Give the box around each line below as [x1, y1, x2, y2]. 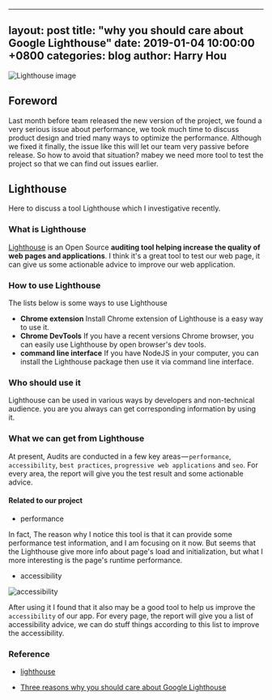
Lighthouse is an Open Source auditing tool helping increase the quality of [8, 242, 261, 252]
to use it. [19, 322, 50, 332]
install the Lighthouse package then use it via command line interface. [19, 357, 254, 367]
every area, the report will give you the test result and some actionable [8, 468, 244, 478]
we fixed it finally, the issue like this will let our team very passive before [8, 141, 249, 151]
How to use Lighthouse [8, 280, 101, 291]
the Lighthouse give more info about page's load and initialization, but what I [8, 546, 263, 556]
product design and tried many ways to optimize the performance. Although [8, 133, 261, 143]
